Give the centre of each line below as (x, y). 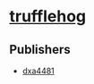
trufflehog (48, 17)
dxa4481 (38, 71)
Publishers (40, 50)
